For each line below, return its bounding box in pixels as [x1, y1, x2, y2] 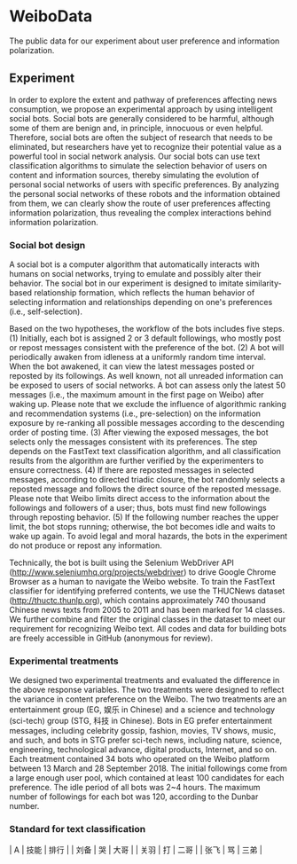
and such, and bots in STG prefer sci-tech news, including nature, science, [9, 734, 283, 746]
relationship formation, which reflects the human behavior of [34, 287, 255, 298]
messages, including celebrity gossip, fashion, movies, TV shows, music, [9, 726, 277, 736]
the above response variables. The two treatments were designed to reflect [9, 685, 285, 695]
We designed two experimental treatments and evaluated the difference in [9, 675, 280, 686]
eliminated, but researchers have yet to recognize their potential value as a [9, 141, 282, 152]
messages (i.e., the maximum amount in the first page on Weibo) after [9, 389, 264, 400]
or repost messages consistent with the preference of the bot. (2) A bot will [9, 342, 285, 353]
